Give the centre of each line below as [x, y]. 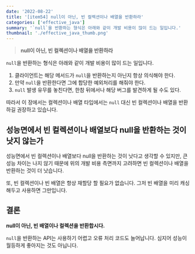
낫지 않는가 [25, 141]
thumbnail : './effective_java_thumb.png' [57, 33]
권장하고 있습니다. [37, 110]
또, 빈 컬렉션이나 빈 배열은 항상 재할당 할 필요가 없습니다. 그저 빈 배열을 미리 [93, 183]
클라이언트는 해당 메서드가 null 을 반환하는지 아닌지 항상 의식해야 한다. [95, 75]
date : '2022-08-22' [30, 11]
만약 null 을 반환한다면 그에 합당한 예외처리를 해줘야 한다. [80, 83]
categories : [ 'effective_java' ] [45, 22]
